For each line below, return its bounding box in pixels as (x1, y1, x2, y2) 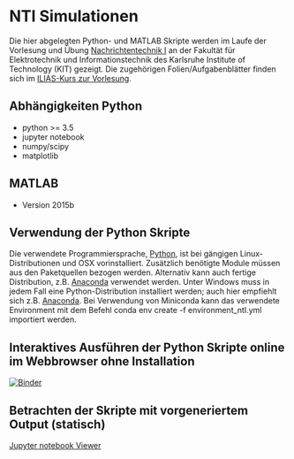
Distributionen (9, 258, 61, 269)
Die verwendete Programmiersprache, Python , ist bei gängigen (9, 249, 238, 259)
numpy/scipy (21, 141, 69, 151)
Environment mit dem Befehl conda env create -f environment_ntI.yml (9, 305, 262, 316)
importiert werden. (9, 314, 77, 325)
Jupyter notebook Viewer (9, 440, 102, 450)
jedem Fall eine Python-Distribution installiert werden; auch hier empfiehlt (9, 286, 277, 297)
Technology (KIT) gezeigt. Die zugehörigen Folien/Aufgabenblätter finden (9, 64, 276, 74)
